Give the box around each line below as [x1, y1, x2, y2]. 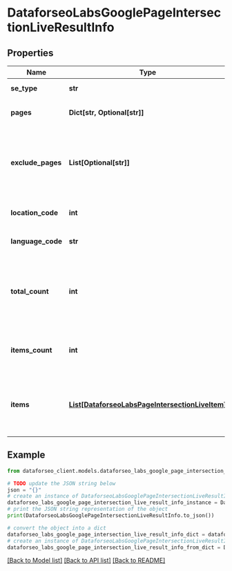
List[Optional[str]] [68, 158, 130, 167]
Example [7, 449, 46, 461]
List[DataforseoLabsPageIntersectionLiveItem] [68, 400, 226, 409]
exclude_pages [10, 158, 62, 167]
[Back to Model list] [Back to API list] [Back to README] [7, 556, 166, 565]
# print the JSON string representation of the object [7, 506, 168, 513]
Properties [7, 47, 54, 59]
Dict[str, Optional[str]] [68, 108, 144, 117]
